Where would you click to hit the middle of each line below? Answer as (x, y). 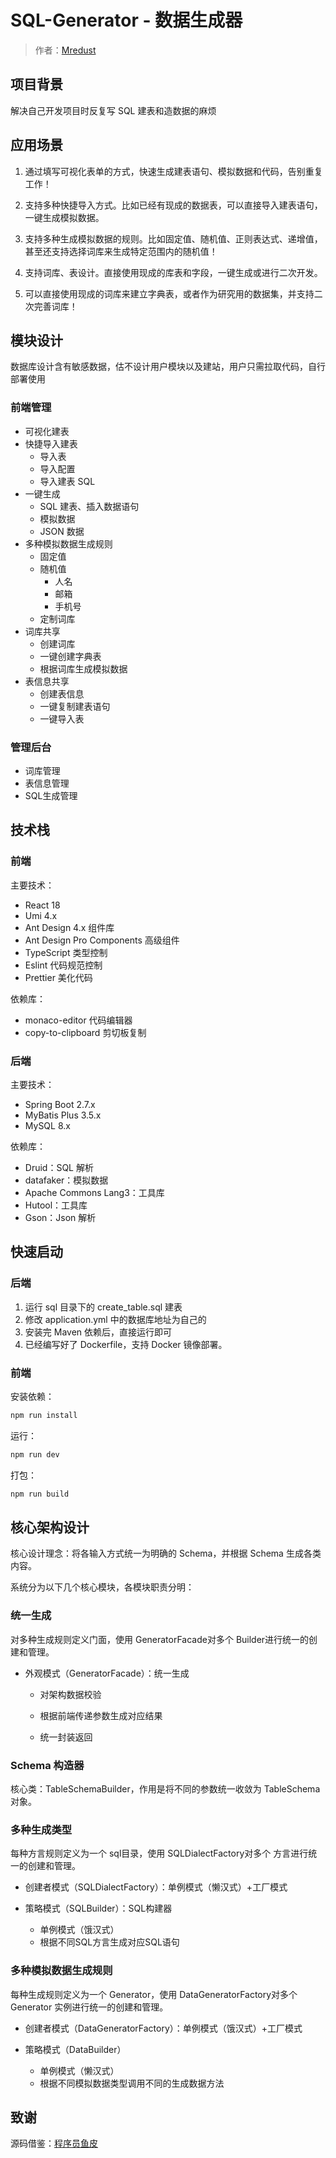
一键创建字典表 (70, 656)
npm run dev (35, 1454)
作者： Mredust (65, 50)
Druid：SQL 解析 (59, 1167)
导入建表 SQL (67, 481)
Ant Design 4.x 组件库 (69, 927)
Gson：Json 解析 (60, 1217)
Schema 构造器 (47, 1765)
